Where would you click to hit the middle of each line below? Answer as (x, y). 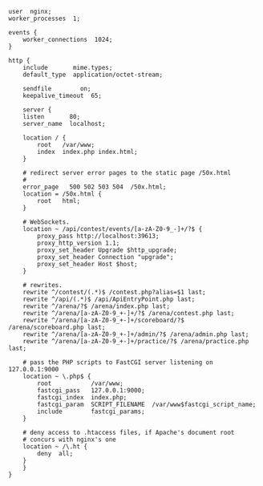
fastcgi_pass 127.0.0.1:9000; (91, 391)
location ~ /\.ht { (55, 447)
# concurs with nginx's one (69, 439)
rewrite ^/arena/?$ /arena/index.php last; (97, 306)
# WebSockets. (46, 222)
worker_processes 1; (45, 18)
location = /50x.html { (63, 194)
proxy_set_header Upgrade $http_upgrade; (107, 250)
